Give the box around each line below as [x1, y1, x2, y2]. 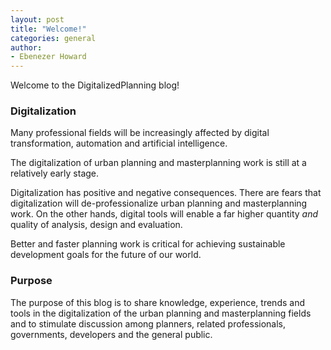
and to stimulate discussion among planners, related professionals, [10, 317, 287, 330]
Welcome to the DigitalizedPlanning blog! [10, 79, 180, 91]
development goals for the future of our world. [10, 249, 202, 261]
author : [10, 42, 43, 53]
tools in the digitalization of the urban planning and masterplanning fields [10, 307, 312, 319]
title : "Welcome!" [10, 24, 87, 34]
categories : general [10, 33, 97, 43]
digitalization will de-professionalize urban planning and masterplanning [10, 197, 308, 210]
